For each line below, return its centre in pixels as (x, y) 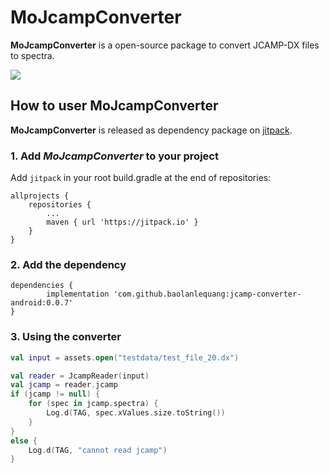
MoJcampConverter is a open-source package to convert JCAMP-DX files (165, 45)
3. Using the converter (66, 337)
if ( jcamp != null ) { (55, 394)
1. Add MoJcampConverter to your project (114, 156)
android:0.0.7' (42, 303)
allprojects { (40, 196)
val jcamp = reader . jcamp (64, 385)
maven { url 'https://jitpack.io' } (122, 222)
